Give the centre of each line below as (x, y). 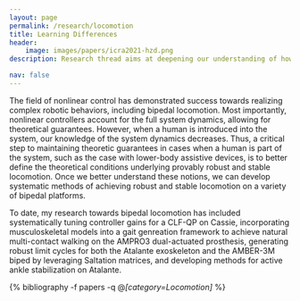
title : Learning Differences (63, 34)
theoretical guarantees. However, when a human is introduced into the (138, 129)
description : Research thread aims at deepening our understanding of (143, 59)
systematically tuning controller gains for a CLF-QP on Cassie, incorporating (150, 222)
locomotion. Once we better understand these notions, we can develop (140, 176)
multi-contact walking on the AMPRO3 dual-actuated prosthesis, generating (149, 241)
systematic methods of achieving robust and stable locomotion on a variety (148, 186)
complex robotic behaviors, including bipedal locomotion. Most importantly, (148, 110)
